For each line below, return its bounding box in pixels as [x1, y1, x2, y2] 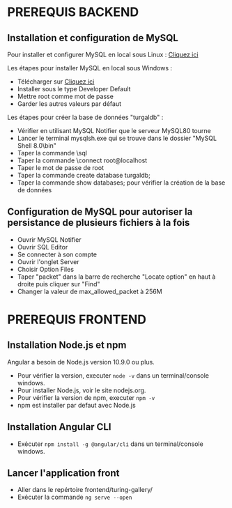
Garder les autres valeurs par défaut [17, 100, 122, 108]
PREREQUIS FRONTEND [7, 311, 147, 328]
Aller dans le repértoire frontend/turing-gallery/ [17, 486, 153, 494]
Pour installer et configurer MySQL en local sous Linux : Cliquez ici [7, 50, 199, 59]
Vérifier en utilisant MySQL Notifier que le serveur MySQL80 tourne [17, 127, 211, 134]
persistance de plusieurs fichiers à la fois [7, 217, 190, 229]
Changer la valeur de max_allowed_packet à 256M [17, 287, 162, 295]
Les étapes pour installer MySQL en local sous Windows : [7, 64, 173, 72]
